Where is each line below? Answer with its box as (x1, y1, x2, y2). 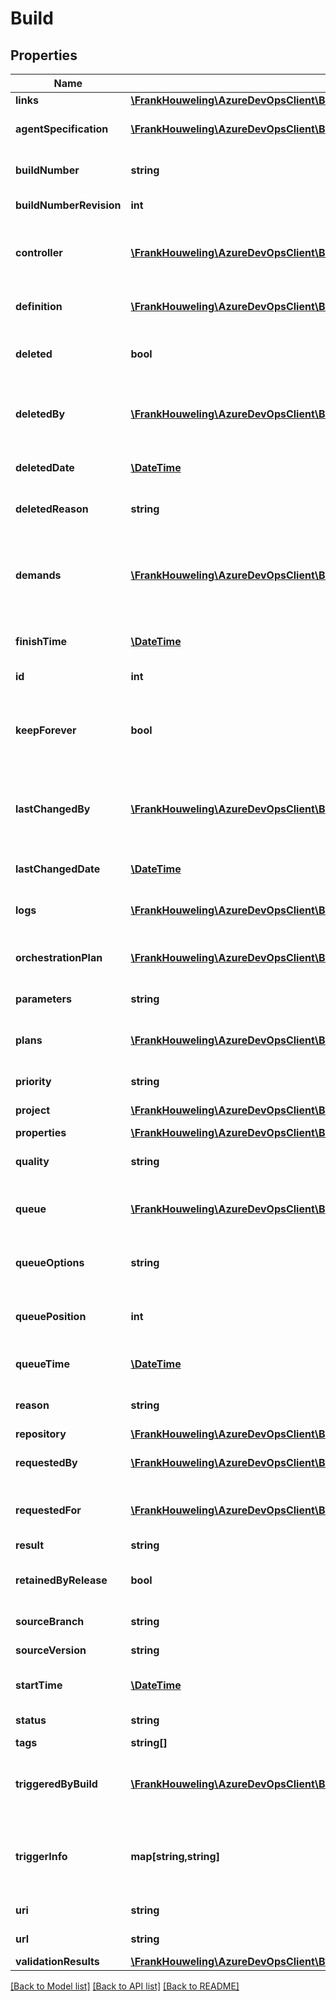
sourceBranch (15, 1615, 85, 1628)
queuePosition (15, 1310, 87, 1323)
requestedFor (15, 1503, 82, 1517)
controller (15, 246, 63, 259)
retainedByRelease (15, 1573, 108, 1587)
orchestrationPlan (15, 951, 103, 964)
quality (15, 1155, 50, 1168)
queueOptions (15, 1256, 85, 1269)
